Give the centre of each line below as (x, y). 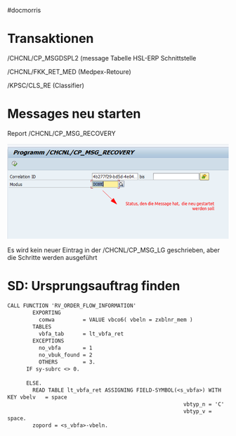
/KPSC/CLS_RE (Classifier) (46, 85)
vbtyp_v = (197, 411)
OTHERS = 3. (67, 362)
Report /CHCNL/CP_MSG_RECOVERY (61, 133)
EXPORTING (47, 313)
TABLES (42, 327)
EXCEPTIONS (48, 341)
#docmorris (24, 10)
